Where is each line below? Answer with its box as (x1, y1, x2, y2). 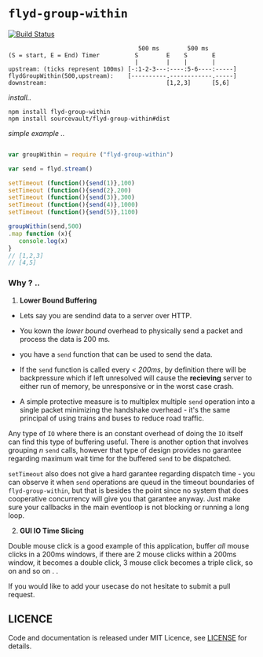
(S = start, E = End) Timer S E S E (8, 51, 216, 59)
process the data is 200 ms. (19, 334, 111, 343)
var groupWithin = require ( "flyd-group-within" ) (8, 150, 174, 159)
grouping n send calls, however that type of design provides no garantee (8, 445, 242, 454)
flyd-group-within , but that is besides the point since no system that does (8, 486, 249, 495)
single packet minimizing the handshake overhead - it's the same (19, 405, 231, 414)
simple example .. (8, 128, 65, 138)
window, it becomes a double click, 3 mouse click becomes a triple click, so (8, 557, 254, 567)
